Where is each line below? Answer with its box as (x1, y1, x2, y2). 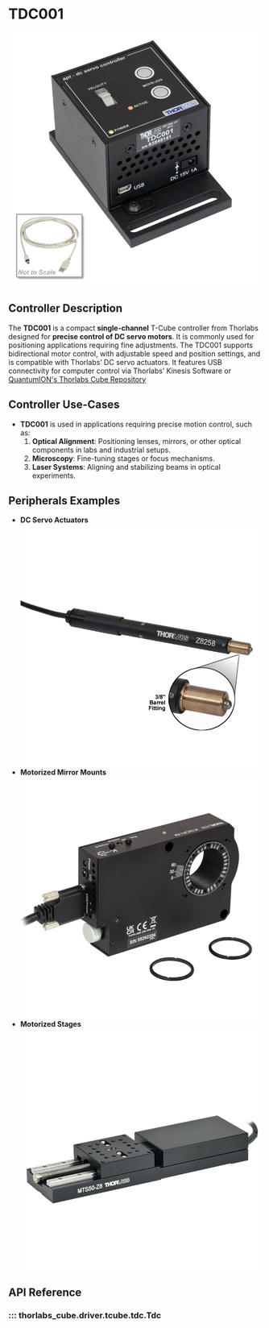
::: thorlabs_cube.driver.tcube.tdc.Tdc (8, 1310, 162, 1322)
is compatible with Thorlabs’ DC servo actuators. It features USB (8, 357, 223, 367)
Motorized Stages (19, 1019, 82, 1028)
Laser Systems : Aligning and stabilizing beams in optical (31, 462, 221, 471)
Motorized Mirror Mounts (19, 767, 107, 777)
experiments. (31, 471, 77, 480)
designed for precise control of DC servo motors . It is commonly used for (8, 331, 255, 341)
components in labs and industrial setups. (31, 445, 171, 454)
